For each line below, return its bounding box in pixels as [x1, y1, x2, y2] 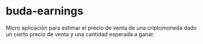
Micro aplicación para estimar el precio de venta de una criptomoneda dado [6, 24, 197, 31]
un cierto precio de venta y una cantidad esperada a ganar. [6, 30, 155, 37]
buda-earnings [6, 4, 84, 18]
